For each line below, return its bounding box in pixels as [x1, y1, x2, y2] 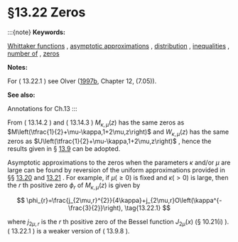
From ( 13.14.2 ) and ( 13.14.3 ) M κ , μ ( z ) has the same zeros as [7, 118, 185, 128]
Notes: [7, 63, 28, 71]
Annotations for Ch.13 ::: [7, 104, 78, 112]
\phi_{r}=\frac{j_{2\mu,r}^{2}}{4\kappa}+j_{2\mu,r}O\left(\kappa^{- [26, 196, 222, 205]
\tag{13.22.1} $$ [124, 204, 171, 212]
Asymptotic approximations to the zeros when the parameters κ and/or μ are [7, 158, 231, 167]
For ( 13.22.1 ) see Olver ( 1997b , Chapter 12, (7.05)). [7, 76, 157, 85]
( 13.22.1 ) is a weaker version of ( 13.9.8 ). [7, 227, 130, 236]
